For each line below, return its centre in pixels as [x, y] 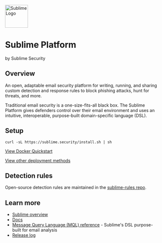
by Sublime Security [25, 58]
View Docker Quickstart [29, 151]
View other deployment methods [38, 160]
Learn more [23, 203]
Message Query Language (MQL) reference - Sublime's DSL [72, 225]
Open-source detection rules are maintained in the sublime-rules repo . [76, 187]
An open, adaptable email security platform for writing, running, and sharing [81, 85]
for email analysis [40, 230]
